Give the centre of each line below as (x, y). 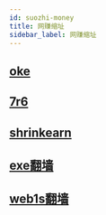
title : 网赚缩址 (37, 26)
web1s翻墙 (39, 199)
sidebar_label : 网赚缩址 (53, 34)
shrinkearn (40, 132)
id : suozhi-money (42, 18)
